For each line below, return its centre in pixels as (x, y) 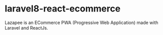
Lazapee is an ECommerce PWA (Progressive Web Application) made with (82, 22)
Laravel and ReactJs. (26, 27)
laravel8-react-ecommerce (63, 9)
